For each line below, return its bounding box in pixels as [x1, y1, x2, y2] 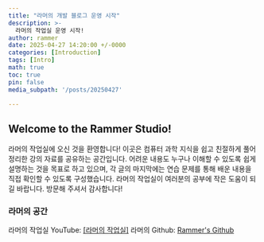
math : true [8, 64, 45, 72]
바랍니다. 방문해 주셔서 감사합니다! [16, 184, 123, 193]
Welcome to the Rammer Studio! [8, 122, 173, 135]
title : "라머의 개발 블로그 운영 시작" [8, 11, 121, 20]
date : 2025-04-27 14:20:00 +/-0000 [8, 41, 126, 49]
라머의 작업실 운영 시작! [15, 26, 85, 34]
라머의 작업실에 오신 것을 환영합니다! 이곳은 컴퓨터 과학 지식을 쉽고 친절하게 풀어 [8, 144, 257, 154]
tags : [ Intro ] [8, 57, 56, 64]
